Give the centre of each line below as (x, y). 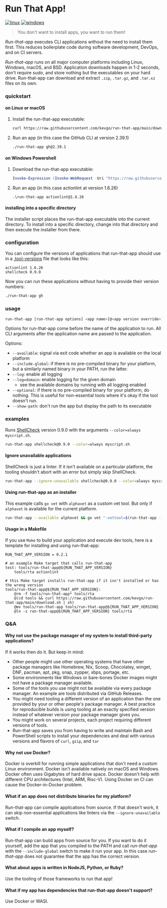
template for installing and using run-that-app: (52, 545)
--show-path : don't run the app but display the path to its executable (82, 406)
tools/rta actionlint (36, 572)
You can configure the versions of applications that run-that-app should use (83, 253)
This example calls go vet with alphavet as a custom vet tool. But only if (79, 503)
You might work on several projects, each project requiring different (82, 720)
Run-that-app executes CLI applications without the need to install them (79, 42)
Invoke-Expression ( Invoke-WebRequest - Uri (58, 178)
